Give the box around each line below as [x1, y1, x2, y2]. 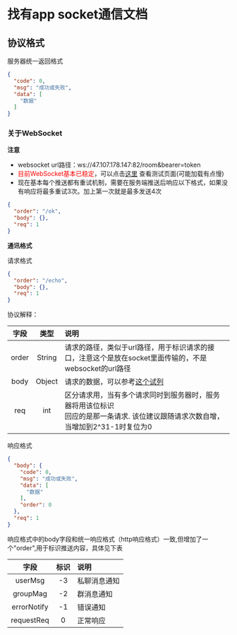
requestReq [11, 615, 49, 625]
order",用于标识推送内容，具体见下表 [16, 543, 123, 552]
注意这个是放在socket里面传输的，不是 [78, 353, 207, 363]
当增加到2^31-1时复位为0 [64, 422, 152, 432]
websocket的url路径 [64, 364, 131, 374]
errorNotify [11, 602, 49, 612]
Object [35, 376, 59, 386]
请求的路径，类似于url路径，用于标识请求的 [64, 343, 208, 352]
